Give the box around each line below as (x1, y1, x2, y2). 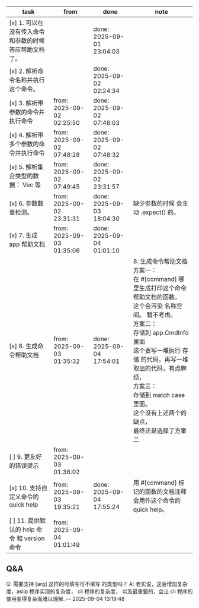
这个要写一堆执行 (133, 346, 181, 354)
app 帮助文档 (9, 240, 46, 248)
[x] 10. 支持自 (9, 484, 47, 492)
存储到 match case (133, 391, 185, 399)
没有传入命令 (9, 28, 46, 36)
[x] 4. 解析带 (9, 131, 44, 139)
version (24, 534, 45, 543)
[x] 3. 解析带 (9, 99, 44, 107)
